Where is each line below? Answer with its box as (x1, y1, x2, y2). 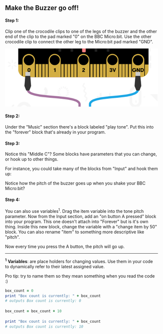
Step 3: (5, 140, 20, 146)
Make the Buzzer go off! (5, 4, 79, 12)
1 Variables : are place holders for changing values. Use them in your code (5, 258, 153, 264)
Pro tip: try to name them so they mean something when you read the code (5, 273, 155, 279)
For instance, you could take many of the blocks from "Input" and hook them (5, 166, 158, 172)
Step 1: (5, 17, 19, 23)
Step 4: (5, 197, 20, 203)
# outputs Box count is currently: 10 (5, 324, 83, 329)
